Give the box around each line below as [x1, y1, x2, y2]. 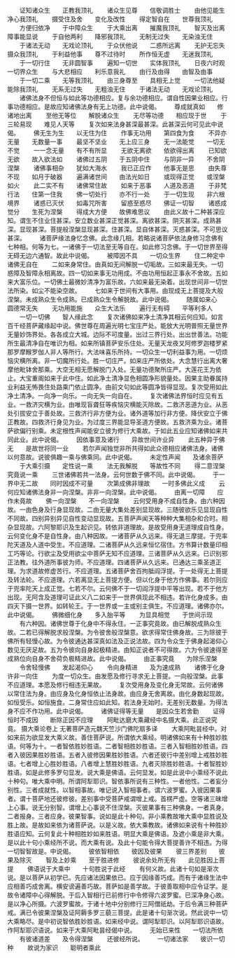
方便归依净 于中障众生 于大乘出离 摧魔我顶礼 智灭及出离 [19, 24, 225, 32]
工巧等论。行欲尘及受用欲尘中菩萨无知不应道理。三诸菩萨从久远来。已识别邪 [7, 549, 228, 557]
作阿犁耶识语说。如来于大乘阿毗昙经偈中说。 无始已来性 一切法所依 [7, 926, 224, 934]
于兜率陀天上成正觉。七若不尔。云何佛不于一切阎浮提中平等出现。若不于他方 [7, 584, 228, 592]
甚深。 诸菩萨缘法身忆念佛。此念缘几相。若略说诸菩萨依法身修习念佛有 [7, 234, 224, 242]
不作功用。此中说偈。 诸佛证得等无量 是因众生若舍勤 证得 [25, 707, 225, 715]
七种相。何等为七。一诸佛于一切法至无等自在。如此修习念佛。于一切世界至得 [7, 242, 228, 251]
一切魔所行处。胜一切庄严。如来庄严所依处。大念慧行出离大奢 [50, 357, 228, 364]
